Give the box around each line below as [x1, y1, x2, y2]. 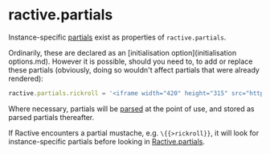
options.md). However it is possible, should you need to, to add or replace [8, 56, 253, 66]
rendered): [8, 73, 44, 83]
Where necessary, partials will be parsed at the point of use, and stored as [8, 103, 255, 114]
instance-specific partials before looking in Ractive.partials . [8, 136, 206, 146]
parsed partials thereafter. [8, 112, 95, 122]
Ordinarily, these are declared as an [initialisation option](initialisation [8, 48, 237, 57]
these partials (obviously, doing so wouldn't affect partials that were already [8, 65, 260, 74]
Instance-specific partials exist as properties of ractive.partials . [8, 32, 227, 42]
